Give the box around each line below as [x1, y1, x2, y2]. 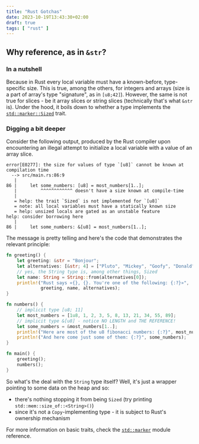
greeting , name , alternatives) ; [40, 285, 120, 291]
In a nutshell [6, 65, 43, 73]
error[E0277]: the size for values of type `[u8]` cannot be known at [6, 162, 184, 168]
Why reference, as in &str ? [6, 47, 107, 57]
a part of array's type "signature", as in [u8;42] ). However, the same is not [6, 91, 188, 98]
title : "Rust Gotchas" [6, 8, 62, 15]
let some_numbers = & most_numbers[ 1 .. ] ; [17, 323, 118, 329]
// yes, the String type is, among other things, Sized [17, 269, 158, 275]
